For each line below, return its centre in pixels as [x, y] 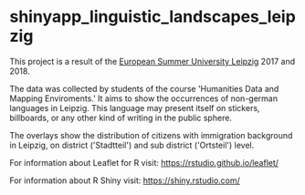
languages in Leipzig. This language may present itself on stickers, [135, 108]
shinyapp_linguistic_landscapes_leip [153, 17]
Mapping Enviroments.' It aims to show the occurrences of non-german [144, 98]
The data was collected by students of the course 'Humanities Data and [144, 88]
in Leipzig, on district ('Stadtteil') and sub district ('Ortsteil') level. [132, 145]
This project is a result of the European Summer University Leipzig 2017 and [152, 61]
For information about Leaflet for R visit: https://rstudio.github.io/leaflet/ [144, 162]
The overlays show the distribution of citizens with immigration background [151, 135]
